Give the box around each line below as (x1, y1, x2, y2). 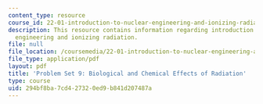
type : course (8, 77, 51, 84)
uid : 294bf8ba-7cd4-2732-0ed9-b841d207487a (8, 84, 153, 92)
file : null (8, 41, 44, 48)
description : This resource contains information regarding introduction (8, 26, 254, 34)
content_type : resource (8, 11, 86, 20)
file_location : (8, 48, 58, 56)
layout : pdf (8, 63, 47, 70)
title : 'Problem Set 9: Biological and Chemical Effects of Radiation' (8, 70, 247, 77)
